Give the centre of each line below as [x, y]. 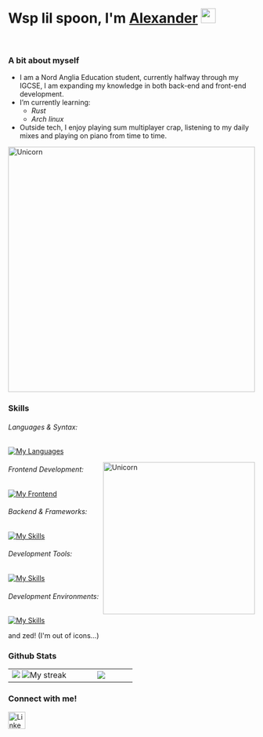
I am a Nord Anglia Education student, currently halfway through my [129, 78]
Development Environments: [54, 596]
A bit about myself [44, 60]
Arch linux [47, 119]
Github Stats [32, 656]
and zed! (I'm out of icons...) [54, 636]
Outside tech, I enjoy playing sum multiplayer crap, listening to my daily [134, 128]
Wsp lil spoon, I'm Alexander [103, 18]
